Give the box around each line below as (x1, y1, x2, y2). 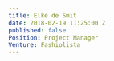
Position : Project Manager (8, 33, 99, 42)
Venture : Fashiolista (8, 41, 81, 49)
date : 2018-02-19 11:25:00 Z (8, 19, 106, 27)
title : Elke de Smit (8, 11, 78, 20)
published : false (8, 26, 67, 34)
